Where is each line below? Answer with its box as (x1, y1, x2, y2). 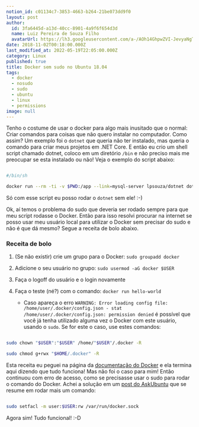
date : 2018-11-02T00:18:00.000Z (6, 42, 86, 48)
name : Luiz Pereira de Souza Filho (11, 31, 99, 37)
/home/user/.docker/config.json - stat (23, 306, 123, 312)
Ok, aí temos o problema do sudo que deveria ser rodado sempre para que (6, 206, 188, 213)
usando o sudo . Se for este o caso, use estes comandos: (23, 324, 161, 331)
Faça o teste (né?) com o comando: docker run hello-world (14, 288, 162, 295)
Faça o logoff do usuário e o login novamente (14, 276, 126, 283)
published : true (6, 58, 46, 64)
